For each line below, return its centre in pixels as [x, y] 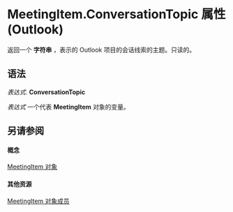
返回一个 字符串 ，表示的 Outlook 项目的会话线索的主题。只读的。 [102, 50]
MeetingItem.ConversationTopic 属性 [116, 14]
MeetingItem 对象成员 [38, 201]
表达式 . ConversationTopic [46, 92]
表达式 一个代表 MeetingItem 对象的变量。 [69, 107]
